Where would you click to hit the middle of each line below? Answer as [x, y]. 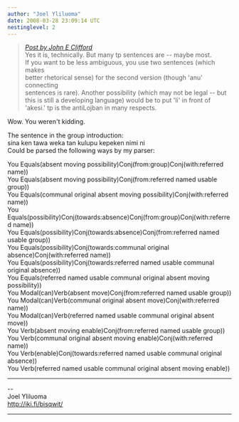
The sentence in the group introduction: [65, 135]
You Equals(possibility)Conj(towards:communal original [88, 248]
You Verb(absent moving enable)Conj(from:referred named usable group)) [116, 331]
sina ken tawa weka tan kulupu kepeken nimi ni [76, 143]
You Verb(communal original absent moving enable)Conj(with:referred [110, 338]
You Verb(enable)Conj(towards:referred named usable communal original [115, 354]
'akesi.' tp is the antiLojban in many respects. [91, 108]
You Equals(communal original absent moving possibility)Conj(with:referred [118, 195]
